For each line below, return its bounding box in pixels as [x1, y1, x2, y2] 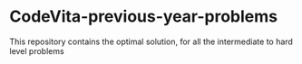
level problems [9, 45, 65, 56]
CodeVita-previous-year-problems [9, 6, 278, 27]
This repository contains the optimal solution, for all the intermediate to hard [9, 36, 293, 47]
